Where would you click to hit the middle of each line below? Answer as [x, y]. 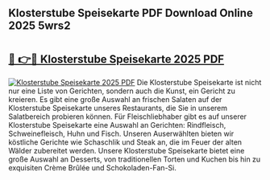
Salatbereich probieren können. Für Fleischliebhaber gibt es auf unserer [128, 117]
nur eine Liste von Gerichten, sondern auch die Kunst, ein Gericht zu [122, 91]
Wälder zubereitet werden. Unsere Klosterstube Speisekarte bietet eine [127, 151]
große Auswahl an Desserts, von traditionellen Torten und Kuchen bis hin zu [135, 159]
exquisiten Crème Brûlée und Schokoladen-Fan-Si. [93, 168]
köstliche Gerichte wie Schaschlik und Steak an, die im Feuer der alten [125, 142]
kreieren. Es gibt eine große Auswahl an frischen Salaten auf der [115, 99]
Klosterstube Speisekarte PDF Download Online [131, 13]
